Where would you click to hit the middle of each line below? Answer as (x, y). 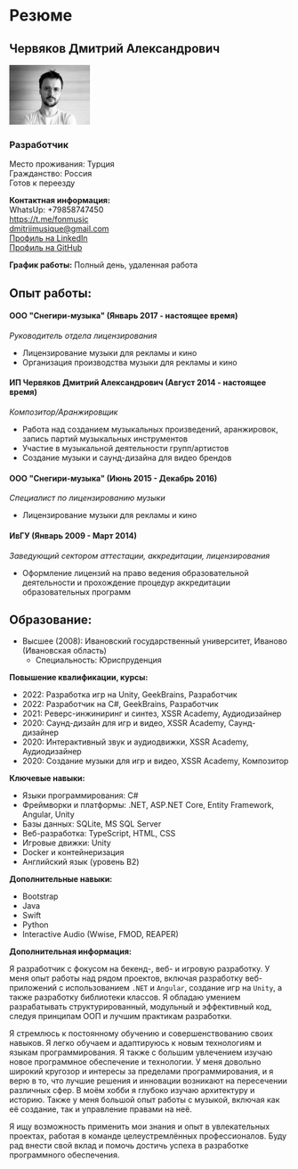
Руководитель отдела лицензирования (83, 335)
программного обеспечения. (64, 1155)
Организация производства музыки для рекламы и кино (129, 362)
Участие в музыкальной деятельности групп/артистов (125, 449)
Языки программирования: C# (80, 795)
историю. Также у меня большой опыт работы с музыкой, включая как (145, 1100)
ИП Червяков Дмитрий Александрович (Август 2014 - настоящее (138, 383)
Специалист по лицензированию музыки (88, 498)
